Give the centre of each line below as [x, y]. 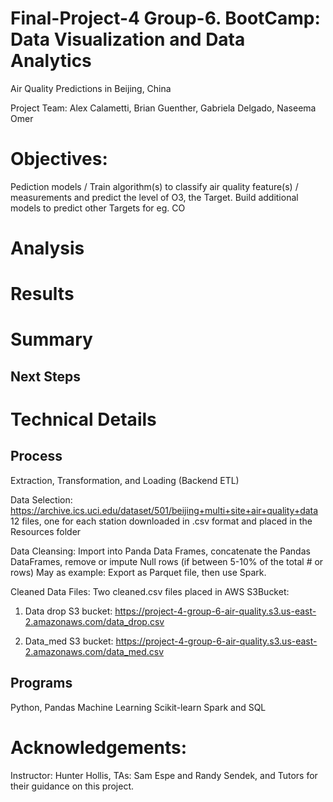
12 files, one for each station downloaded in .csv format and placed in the [161, 521]
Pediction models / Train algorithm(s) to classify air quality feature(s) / [154, 186]
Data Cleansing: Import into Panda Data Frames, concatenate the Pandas [160, 551]
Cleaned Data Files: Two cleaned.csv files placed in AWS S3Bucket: [150, 591]
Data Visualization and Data [128, 39]
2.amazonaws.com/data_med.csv [94, 651]
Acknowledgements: [99, 747]
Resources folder [46, 531]
